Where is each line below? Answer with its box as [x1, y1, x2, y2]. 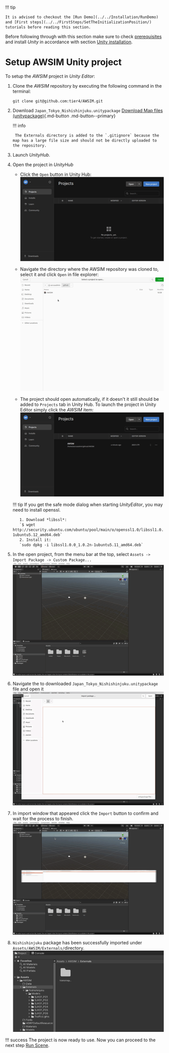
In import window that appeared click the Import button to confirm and [12, 810, 158, 816]
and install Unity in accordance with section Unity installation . [5, 39, 133, 45]
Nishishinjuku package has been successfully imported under [12, 939, 142, 946]
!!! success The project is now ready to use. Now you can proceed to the [5, 1037, 156, 1043]
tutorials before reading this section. [5, 25, 92, 30]
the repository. [12, 143, 47, 148]
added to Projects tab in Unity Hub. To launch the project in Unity [20, 401, 156, 407]
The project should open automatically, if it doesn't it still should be [20, 396, 159, 402]
